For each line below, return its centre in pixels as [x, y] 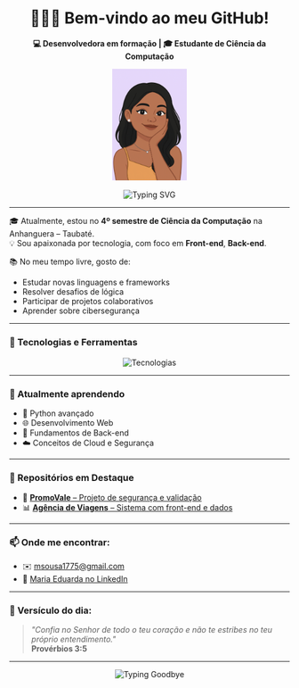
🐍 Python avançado [58, 413]
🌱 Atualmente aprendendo [67, 394]
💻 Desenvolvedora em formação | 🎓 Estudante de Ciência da [149, 43]
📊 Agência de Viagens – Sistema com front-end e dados [127, 507]
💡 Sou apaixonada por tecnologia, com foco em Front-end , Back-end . [138, 243]
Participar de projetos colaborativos [88, 301]
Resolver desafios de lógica [73, 291]
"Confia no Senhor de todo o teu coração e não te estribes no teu [152, 630]
